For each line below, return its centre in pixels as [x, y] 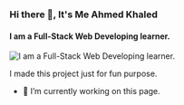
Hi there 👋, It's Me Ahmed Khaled [84, 14]
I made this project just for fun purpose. [83, 74]
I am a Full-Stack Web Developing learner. [90, 36]
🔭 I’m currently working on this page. [91, 91]
